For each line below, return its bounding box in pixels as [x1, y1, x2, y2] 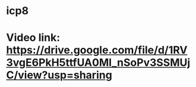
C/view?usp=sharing [6, 69, 113, 82]
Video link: [6, 31, 61, 45]
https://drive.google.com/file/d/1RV [6, 43, 188, 57]
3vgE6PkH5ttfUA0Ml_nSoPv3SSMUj [6, 56, 191, 69]
